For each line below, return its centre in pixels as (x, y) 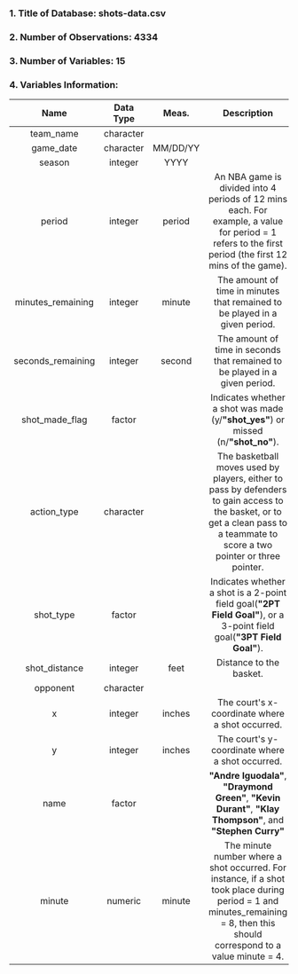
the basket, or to (248, 512)
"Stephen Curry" (248, 831)
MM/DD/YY (176, 148)
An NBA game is (248, 177)
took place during (248, 890)
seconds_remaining (55, 361)
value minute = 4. (248, 956)
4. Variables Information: (64, 84)
